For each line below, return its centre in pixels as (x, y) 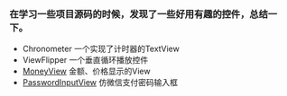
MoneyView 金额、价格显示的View (86, 71)
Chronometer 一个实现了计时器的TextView (101, 49)
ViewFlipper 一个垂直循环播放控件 (85, 60)
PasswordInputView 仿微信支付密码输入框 (100, 83)
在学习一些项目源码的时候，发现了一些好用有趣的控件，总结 (139, 13)
